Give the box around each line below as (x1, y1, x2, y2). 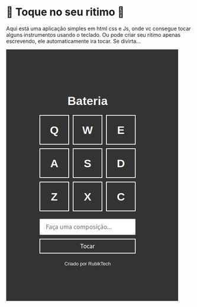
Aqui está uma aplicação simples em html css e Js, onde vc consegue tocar (6, 25, 191, 32)
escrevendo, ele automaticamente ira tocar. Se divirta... (6, 37, 141, 44)
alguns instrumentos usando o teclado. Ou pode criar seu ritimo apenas (6, 31, 181, 38)
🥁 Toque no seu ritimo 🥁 (6, 5, 125, 19)
